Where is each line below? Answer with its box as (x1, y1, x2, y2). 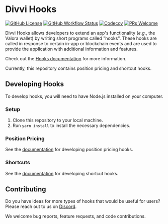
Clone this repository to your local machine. (12, 117, 103, 124)
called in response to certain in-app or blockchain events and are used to (5, 40, 157, 46)
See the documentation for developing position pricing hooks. (5, 147, 133, 153)
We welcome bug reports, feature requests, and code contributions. (5, 213, 146, 219)
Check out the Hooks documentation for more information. (5, 55, 127, 61)
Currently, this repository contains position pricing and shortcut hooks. (5, 65, 152, 71)
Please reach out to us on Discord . (5, 203, 77, 209)
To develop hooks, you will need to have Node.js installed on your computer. (5, 93, 163, 99)
